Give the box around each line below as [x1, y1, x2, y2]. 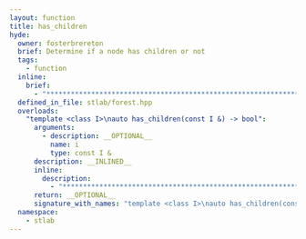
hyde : [9, 30, 30, 39]
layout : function [9, 13, 76, 23]
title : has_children [9, 22, 88, 31]
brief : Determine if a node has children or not [17, 47, 206, 56]
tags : [17, 55, 39, 65]
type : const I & [49, 148, 112, 157]
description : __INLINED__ [33, 156, 132, 166]
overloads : [17, 106, 59, 115]
